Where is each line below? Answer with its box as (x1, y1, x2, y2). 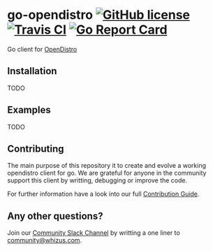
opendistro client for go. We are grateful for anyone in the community (7, 168, 207, 178)
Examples (7, 104, 51, 116)
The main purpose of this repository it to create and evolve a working (7, 162, 207, 170)
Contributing (7, 143, 64, 155)
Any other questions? (7, 210, 103, 222)
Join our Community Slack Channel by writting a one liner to (7, 229, 180, 237)
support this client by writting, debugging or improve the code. (7, 176, 188, 185)
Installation (7, 65, 57, 77)
